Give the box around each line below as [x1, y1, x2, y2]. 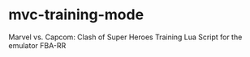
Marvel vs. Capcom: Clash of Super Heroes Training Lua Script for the [8, 32, 243, 42]
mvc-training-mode [8, 6, 144, 24]
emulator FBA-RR [8, 40, 67, 50]
